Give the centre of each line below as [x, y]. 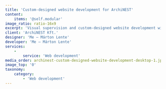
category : [24, 74]
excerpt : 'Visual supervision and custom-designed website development [80, 28]
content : [14, 14]
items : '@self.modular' [39, 19]
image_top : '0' [21, 65]
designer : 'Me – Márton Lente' [37, 38]
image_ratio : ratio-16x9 [31, 23]
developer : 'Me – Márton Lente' [38, 42]
